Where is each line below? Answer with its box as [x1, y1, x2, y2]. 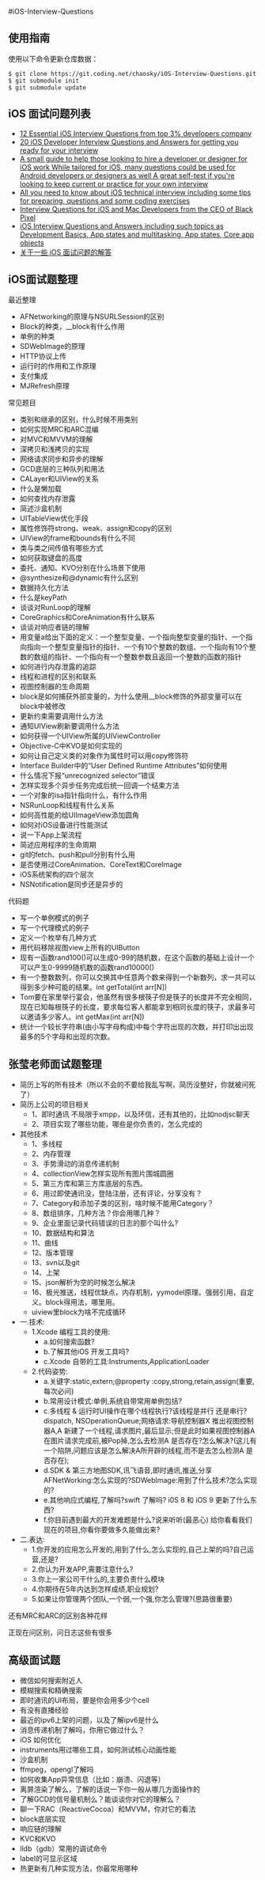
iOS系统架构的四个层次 [19, 870, 94, 879]
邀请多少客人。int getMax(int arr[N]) [26, 1012, 145, 1021]
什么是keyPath [19, 593, 67, 602]
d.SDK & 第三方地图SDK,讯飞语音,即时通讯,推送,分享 [43, 1465, 213, 1475]
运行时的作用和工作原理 [19, 362, 97, 371]
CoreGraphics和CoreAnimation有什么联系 [19, 612, 156, 622]
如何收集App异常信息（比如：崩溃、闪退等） [19, 1775, 165, 1784]
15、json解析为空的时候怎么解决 [31, 1278, 136, 1287]
